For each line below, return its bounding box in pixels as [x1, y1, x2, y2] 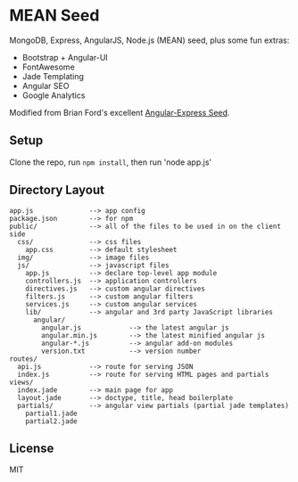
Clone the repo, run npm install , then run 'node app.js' [9, 157, 212, 167]
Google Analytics [21, 90, 86, 101]
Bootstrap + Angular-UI [21, 52, 109, 62]
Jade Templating [21, 70, 85, 81]
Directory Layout [9, 183, 105, 198]
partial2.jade [25, 416, 78, 426]
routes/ [9, 354, 38, 364]
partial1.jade [25, 409, 78, 418]
